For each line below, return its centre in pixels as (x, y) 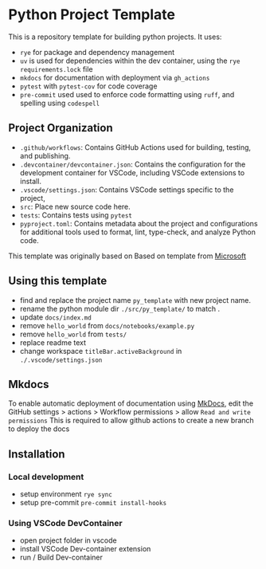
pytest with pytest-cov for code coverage (88, 86)
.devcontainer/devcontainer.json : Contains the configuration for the (133, 164)
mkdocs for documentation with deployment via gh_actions (115, 77)
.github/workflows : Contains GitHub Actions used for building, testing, (135, 147)
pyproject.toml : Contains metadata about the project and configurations (139, 223)
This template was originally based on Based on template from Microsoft (127, 256)
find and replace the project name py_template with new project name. (135, 300)
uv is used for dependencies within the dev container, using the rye (130, 61)
